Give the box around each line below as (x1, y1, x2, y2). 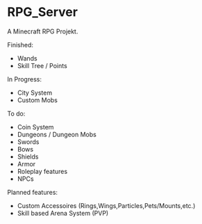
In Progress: (7, 74, 42, 83)
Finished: (7, 40, 33, 49)
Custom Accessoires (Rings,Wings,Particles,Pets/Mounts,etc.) (17, 201, 196, 209)
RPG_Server (7, 4, 78, 20)
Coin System (17, 122, 54, 131)
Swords (17, 137, 40, 146)
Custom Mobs (17, 95, 58, 104)
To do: (7, 109, 26, 118)
